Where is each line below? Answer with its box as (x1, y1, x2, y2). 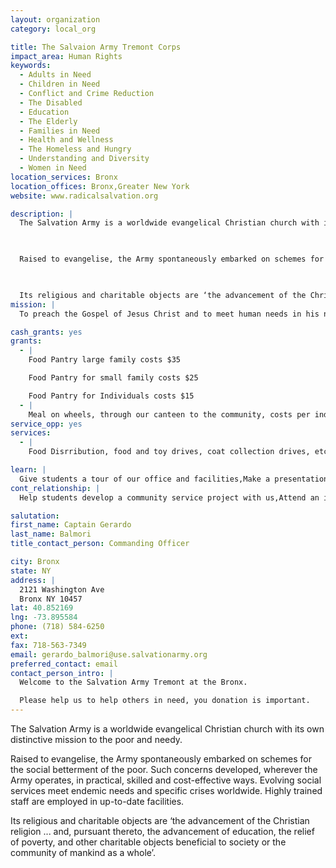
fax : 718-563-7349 (10, 640, 87, 650)
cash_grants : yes (10, 327, 83, 337)
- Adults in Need (19, 70, 92, 80)
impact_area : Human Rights (10, 51, 123, 61)
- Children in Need (19, 79, 101, 90)
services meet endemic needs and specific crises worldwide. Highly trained (10, 785, 323, 796)
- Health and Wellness (19, 135, 114, 145)
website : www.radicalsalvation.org (10, 191, 159, 201)
